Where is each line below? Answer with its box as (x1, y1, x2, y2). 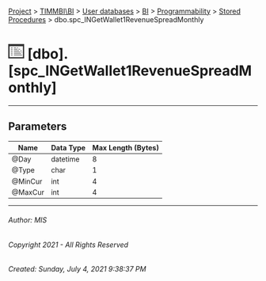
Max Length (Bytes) (92, 142, 160, 152)
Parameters (8, 120, 67, 133)
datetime (51, 154, 80, 164)
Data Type (51, 142, 85, 152)
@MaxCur (11, 187, 45, 197)
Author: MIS (8, 215, 47, 225)
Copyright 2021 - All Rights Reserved (8, 240, 129, 249)
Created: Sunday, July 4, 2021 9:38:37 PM (8, 264, 146, 274)
